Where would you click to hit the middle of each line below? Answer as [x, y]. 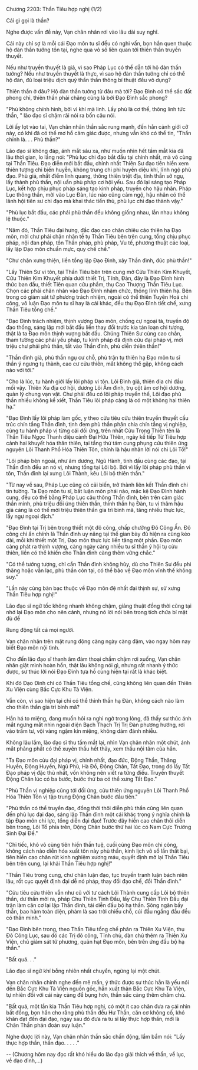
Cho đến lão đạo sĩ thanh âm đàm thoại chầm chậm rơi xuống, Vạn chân [93, 659]
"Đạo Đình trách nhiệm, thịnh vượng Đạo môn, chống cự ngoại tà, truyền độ [98, 321]
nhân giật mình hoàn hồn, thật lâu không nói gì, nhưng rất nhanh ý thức [92, 665]
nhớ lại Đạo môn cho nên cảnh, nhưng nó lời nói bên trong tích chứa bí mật [97, 612]
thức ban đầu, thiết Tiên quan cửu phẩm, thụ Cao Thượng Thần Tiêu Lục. [95, 284]
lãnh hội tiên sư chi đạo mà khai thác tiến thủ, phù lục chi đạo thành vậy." [95, 201]
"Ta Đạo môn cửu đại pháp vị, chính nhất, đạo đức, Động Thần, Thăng [91, 760]
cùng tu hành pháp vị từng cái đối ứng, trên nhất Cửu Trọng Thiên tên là [93, 430]
